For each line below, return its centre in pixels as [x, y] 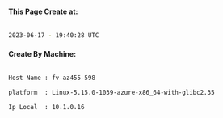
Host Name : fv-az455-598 [52, 78]
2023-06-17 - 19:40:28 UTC [54, 36]
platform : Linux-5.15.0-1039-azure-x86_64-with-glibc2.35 [112, 93]
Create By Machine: [42, 53]
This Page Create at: [43, 11]
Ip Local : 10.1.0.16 [46, 107]
